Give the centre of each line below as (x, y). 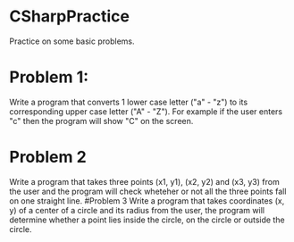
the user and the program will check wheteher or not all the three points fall (148, 191)
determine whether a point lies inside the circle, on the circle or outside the (147, 220)
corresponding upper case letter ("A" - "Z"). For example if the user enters (146, 111)
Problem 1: (49, 77)
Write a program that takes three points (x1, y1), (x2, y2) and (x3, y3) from (144, 181)
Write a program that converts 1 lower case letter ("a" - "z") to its (129, 102)
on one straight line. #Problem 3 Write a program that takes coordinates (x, (147, 200)
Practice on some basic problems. (72, 41)
